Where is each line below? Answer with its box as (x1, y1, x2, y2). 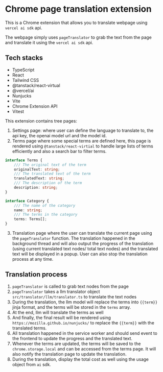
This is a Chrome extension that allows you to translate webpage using (5, 20, 148, 25)
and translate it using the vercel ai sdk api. (5, 39, 93, 45)
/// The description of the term (14, 180, 82, 186)
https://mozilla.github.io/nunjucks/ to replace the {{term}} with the (12, 320, 155, 325)
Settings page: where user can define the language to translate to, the (12, 127, 154, 133)
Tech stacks (5, 54, 43, 62)
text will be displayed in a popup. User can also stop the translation (12, 251, 148, 257)
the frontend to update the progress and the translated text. (12, 335, 133, 341)
